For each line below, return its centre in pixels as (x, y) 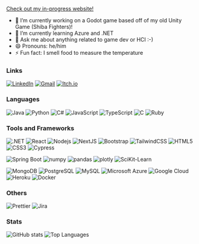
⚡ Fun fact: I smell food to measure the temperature (79, 53)
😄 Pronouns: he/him (40, 46)
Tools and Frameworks (40, 128)
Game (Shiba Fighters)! (44, 27)
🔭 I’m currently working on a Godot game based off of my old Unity (98, 20)
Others (17, 193)
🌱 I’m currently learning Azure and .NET (64, 33)
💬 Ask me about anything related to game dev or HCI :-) (84, 39)
